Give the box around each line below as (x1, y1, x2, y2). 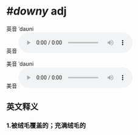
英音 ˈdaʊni (6, 25, 34, 32)
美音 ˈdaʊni (6, 60, 34, 67)
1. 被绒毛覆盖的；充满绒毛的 (6, 122, 86, 130)
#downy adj (6, 4, 67, 18)
